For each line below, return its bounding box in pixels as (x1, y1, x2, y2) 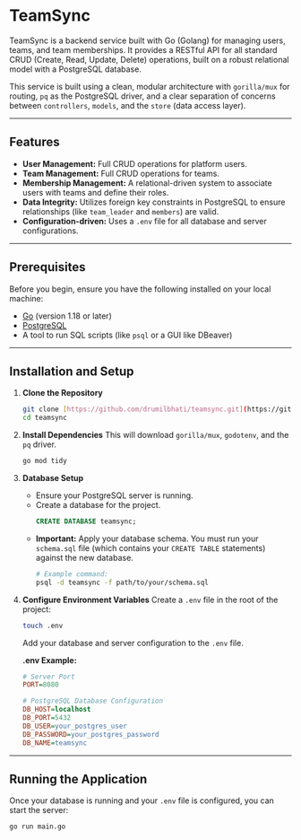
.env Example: (21, 654, 78, 665)
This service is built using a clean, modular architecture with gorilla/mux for (9, 81, 290, 92)
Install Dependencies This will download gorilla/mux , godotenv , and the (21, 430, 289, 441)
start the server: (9, 805, 69, 816)
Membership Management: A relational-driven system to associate (21, 177, 272, 188)
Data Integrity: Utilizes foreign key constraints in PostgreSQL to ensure (21, 197, 286, 207)
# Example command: (35, 569, 109, 579)
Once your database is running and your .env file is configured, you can (9, 795, 275, 806)
